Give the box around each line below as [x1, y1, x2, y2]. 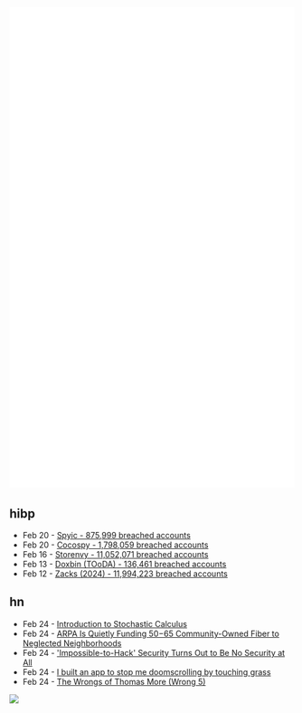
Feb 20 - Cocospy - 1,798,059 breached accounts [22, 539, 209, 550]
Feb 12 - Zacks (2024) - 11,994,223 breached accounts [22, 568, 228, 579]
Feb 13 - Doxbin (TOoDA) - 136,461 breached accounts [22, 559, 227, 570]
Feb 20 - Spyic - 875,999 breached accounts [22, 530, 192, 541]
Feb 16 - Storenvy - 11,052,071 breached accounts [22, 549, 209, 560]
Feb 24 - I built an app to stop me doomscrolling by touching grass [22, 666, 271, 677]
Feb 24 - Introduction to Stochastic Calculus [22, 618, 188, 629]
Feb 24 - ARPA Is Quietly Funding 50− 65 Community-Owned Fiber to [22, 628, 280, 639]
